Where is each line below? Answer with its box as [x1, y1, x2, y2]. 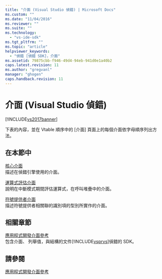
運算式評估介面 [5, 179, 36, 185]
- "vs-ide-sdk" [9, 35, 41, 40]
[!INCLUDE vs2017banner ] [5, 116, 58, 122]
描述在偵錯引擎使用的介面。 [5, 169, 62, 175]
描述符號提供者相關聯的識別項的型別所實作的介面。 [5, 202, 110, 209]
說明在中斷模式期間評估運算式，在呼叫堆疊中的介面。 [5, 186, 114, 192]
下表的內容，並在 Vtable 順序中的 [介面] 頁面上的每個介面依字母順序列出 [5, 126, 153, 132]
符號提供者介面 [5, 196, 36, 202]
